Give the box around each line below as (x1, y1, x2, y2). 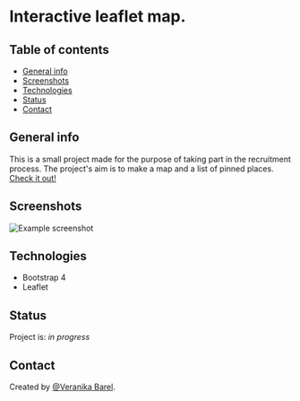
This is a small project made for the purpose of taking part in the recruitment (9, 153, 291, 164)
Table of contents (9, 42, 109, 57)
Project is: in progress (9, 332, 90, 343)
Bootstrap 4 (21, 272, 66, 283)
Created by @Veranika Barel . (9, 381, 116, 392)
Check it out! (9, 172, 56, 183)
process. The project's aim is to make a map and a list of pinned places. (9, 163, 275, 174)
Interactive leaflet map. (9, 6, 186, 27)
